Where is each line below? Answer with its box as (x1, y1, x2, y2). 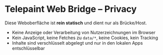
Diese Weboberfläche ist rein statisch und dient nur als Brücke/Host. (4, 20, 147, 26)
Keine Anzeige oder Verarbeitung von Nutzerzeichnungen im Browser (11, 29, 156, 35)
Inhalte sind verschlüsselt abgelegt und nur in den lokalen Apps (11, 40, 143, 46)
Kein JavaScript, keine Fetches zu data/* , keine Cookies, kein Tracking (11, 35, 158, 41)
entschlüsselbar (11, 45, 45, 51)
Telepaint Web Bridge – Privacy (4, 3, 137, 15)
